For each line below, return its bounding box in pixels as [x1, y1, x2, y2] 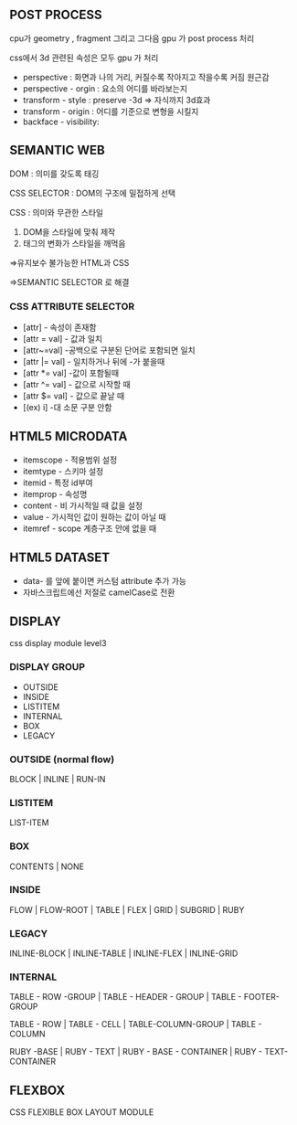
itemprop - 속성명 [22, 488, 88, 499]
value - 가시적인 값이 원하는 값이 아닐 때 [22, 511, 166, 522]
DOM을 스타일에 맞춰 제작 [22, 226, 116, 237]
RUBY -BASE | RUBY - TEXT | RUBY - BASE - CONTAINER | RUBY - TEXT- [9, 1046, 289, 1057]
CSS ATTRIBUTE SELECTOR [9, 300, 135, 313]
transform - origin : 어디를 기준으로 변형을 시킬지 [22, 105, 199, 117]
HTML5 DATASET [9, 550, 111, 566]
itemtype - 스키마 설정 [22, 465, 104, 476]
